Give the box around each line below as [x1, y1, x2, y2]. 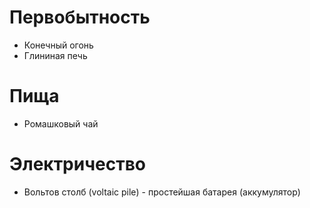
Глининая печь [23, 49, 88, 61]
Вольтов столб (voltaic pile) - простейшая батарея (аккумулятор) [23, 186, 301, 198]
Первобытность [9, 6, 151, 29]
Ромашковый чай [23, 117, 99, 130]
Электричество [9, 153, 146, 176]
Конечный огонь [23, 39, 94, 51]
